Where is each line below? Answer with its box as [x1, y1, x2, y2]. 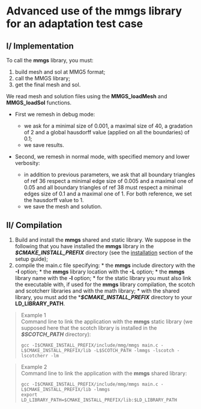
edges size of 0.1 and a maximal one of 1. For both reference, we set [23, 190, 192, 197]
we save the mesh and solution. [23, 203, 103, 210]
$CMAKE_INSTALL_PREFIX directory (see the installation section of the [14, 249, 193, 256]
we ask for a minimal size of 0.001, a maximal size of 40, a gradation [23, 122, 193, 130]
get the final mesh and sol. [14, 81, 81, 88]
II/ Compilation [6, 220, 62, 230]
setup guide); [14, 255, 48, 262]
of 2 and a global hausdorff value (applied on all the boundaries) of [23, 129, 190, 136]
